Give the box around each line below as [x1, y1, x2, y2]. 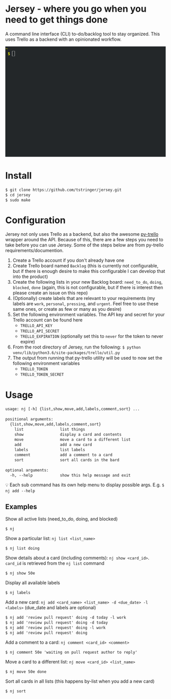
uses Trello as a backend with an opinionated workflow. [5, 36, 122, 42]
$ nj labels [5, 590, 31, 595]
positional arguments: [5, 417, 53, 422]
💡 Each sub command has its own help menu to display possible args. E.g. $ [5, 482, 164, 488]
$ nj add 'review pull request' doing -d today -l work [5, 615, 126, 620]
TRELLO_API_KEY [20, 323, 52, 329]
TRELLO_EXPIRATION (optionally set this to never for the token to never [20, 333, 164, 339]
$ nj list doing [5, 546, 40, 551]
